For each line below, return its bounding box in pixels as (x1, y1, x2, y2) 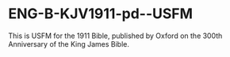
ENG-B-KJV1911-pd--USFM (8, 5, 193, 23)
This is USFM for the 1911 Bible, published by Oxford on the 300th (8, 31, 223, 40)
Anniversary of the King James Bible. (8, 39, 129, 48)
